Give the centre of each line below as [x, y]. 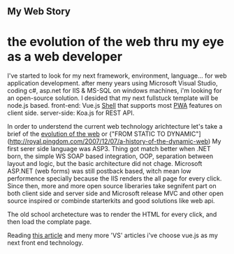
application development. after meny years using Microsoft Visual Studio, [112, 83]
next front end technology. [45, 243]
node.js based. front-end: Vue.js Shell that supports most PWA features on [115, 106]
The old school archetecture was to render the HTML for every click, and [112, 214]
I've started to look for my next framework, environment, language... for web [117, 76]
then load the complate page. [50, 222]
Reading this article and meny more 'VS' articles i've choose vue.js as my [113, 235]
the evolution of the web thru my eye [116, 42]
